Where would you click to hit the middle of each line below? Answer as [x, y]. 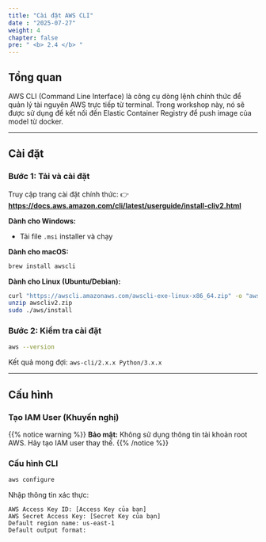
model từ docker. [36, 121]
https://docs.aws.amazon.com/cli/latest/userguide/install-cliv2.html [125, 205]
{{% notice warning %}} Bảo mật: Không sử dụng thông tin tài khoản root [128, 434]
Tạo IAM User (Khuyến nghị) [64, 417]
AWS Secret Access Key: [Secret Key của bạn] [84, 517]
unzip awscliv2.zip [40, 303]
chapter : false [33, 38]
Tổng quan [35, 77]
